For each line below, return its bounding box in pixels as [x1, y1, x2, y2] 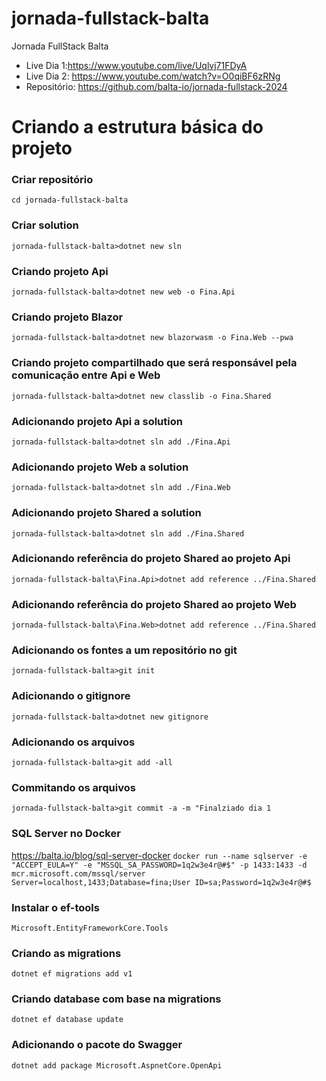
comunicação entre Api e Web [11, 368, 161, 382]
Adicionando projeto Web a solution [11, 460, 189, 474]
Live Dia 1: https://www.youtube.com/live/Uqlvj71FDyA [25, 59, 248, 71]
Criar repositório [11, 173, 94, 187]
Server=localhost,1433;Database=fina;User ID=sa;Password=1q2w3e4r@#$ [11, 877, 312, 887]
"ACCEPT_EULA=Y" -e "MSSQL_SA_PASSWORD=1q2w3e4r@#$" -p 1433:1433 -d [11, 860, 308, 870]
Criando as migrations [11, 946, 122, 960]
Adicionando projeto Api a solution [11, 414, 183, 428]
